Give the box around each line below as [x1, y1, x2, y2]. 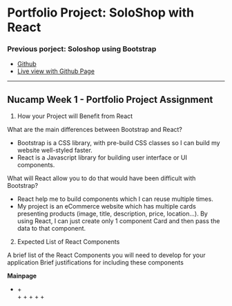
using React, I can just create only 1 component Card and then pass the [17, 217, 220, 225]
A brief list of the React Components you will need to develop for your [7, 251, 206, 260]
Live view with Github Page [17, 67, 95, 75]
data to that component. [17, 224, 86, 233]
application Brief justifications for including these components [7, 258, 184, 267]
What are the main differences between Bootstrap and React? [7, 126, 183, 134]
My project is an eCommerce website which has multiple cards [17, 202, 197, 211]
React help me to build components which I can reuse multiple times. [17, 195, 214, 203]
